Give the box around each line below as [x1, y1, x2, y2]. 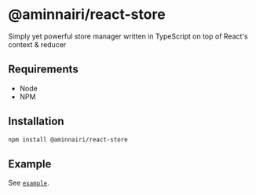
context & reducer [8, 39, 67, 49]
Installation [8, 115, 64, 128]
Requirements [8, 63, 79, 76]
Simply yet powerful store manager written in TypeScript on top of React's [8, 31, 249, 41]
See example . [8, 178, 49, 188]
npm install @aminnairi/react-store [8, 135, 128, 143]
